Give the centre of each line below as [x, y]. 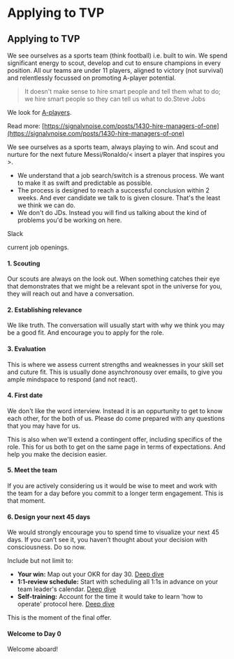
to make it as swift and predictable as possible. [85, 183]
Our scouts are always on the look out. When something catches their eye [114, 279]
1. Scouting [24, 263]
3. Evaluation [27, 349]
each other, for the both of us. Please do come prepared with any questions [116, 418]
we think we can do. [46, 205]
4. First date [25, 395]
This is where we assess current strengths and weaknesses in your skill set [116, 364]
